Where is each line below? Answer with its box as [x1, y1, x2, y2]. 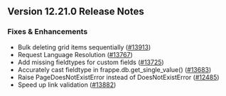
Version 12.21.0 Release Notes [7, 6, 144, 18]
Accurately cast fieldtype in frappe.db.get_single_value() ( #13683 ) [17, 65, 212, 73]
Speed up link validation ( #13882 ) [17, 80, 117, 89]
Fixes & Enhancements [7, 27, 88, 37]
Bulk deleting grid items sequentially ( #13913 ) [17, 42, 151, 52]
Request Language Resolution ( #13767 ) [17, 50, 133, 59]
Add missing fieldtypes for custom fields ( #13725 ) [17, 58, 165, 66]
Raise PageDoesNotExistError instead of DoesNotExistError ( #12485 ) [17, 73, 220, 81]
